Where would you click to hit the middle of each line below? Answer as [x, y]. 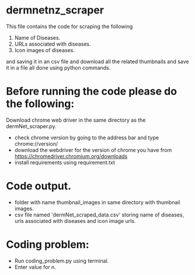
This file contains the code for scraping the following [69, 26]
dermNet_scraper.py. [31, 126]
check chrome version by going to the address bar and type [87, 137]
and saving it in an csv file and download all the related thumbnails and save [97, 61]
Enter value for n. [35, 267]
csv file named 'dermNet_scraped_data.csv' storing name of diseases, [99, 215]
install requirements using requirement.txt [65, 162]
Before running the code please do [91, 92]
